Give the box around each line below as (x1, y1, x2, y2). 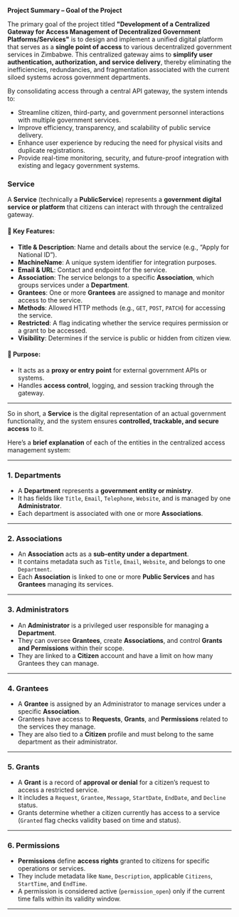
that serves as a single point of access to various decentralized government (7, 43, 232, 51)
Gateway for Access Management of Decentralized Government (7, 28, 201, 36)
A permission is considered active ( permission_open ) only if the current (17, 887, 225, 896)
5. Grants (7, 761, 41, 771)
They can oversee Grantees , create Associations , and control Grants (17, 636, 223, 644)
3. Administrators (7, 604, 69, 614)
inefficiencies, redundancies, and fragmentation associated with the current (7, 66, 230, 74)
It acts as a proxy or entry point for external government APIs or (17, 365, 208, 374)
